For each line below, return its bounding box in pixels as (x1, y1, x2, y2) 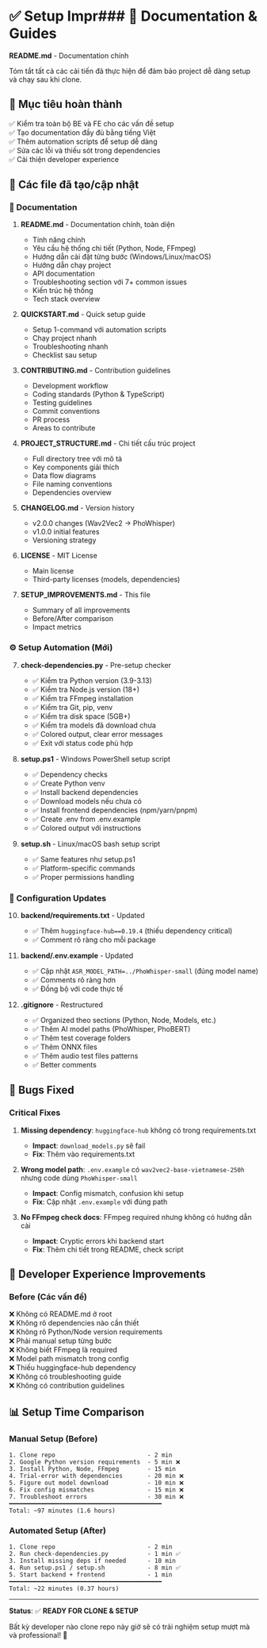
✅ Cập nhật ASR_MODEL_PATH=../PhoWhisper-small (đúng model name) (32, 967, 259, 976)
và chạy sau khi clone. (9, 75, 82, 84)
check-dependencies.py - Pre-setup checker (20, 660, 172, 670)
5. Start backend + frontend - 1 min (9, 1571, 173, 1579)
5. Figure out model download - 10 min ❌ (9, 1479, 185, 1488)
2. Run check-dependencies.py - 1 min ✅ (9, 1550, 181, 1558)
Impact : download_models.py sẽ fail (32, 1140, 146, 1150)
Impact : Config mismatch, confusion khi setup (32, 1188, 185, 1198)
